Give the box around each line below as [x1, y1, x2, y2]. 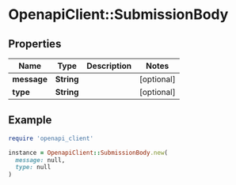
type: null [15, 164, 51, 172]
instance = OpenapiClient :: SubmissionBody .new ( [8, 149, 169, 157]
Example [8, 113, 52, 127]
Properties [8, 37, 62, 51]
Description [86, 61, 132, 71]
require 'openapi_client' [8, 134, 93, 142]
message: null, [15, 156, 66, 164]
